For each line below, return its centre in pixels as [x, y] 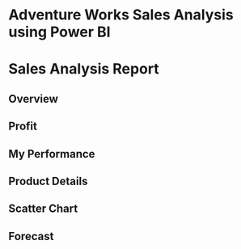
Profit [23, 127]
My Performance [52, 154]
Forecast [31, 236]
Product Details [48, 181]
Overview [34, 99]
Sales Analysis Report [84, 69]
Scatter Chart [43, 209]
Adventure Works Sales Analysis [121, 15]
